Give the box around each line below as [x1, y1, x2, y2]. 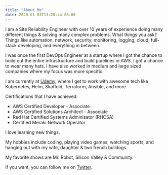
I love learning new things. [5, 129, 60, 135]
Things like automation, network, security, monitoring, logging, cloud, [5, 37, 150, 43]
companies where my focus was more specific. [5, 68, 104, 74]
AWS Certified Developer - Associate [12, 103, 90, 109]
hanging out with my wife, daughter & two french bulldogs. [5, 144, 128, 150]
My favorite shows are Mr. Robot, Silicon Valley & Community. [5, 154, 134, 160]
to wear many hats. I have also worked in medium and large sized [5, 63, 142, 69]
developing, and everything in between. [17, 42, 101, 48]
